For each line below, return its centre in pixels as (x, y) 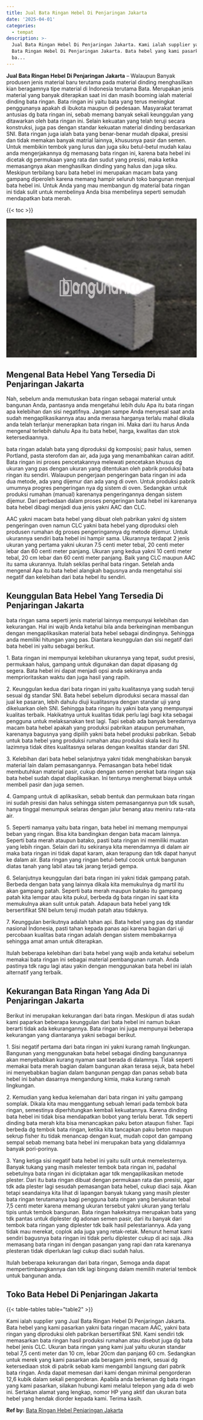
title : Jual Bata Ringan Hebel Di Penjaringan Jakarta (77, 13)
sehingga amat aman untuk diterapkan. (55, 941)
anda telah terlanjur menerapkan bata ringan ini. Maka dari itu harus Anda (98, 424)
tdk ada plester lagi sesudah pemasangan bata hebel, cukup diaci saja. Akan (101, 1186)
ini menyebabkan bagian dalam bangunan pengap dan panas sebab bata (97, 1072)
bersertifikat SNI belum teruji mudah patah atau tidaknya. (77, 910)
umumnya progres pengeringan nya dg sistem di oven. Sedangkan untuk (97, 488)
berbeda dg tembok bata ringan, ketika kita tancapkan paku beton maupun (99, 1129)
